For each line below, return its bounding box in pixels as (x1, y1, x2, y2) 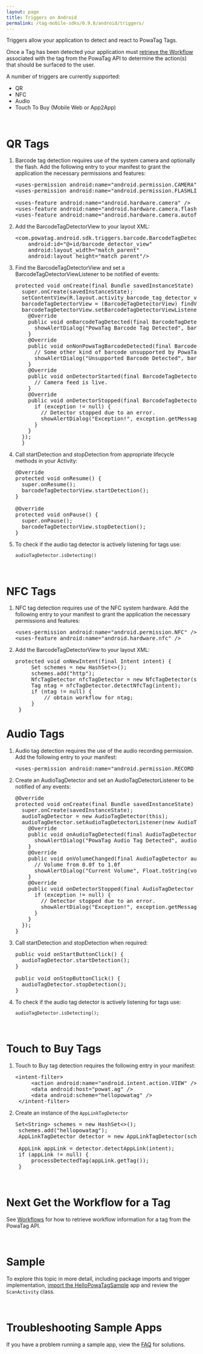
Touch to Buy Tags (6, 1042, 101, 1056)
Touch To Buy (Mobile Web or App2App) (14, 104, 117, 111)
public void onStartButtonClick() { (14, 951, 124, 958)
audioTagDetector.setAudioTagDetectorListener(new (21, 819, 175, 826)
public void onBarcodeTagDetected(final (28, 319, 149, 325)
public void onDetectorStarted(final (28, 373, 140, 380)
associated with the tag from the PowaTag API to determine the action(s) (6, 55, 187, 62)
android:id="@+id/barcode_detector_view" (28, 241, 153, 248)
